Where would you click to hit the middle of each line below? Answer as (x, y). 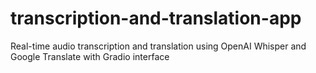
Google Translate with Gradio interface (90, 56)
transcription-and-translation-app (156, 18)
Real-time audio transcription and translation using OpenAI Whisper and (158, 46)
